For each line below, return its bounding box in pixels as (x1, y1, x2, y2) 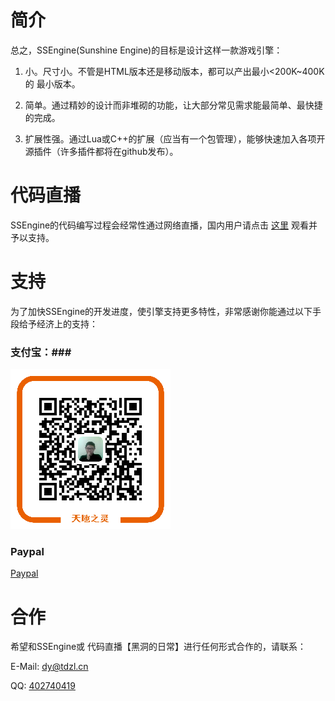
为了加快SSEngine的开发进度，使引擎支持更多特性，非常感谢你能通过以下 (10, 305, 313, 317)
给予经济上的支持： (18, 317, 98, 330)
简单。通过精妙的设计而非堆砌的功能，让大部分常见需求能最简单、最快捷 (24, 99, 323, 111)
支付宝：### (10, 345, 72, 359)
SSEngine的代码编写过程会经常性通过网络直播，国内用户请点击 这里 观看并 (10, 219, 318, 231)
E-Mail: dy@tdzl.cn (10, 661, 89, 673)
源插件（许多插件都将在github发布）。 (24, 145, 179, 157)
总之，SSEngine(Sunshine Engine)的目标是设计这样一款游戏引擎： (10, 44, 283, 56)
